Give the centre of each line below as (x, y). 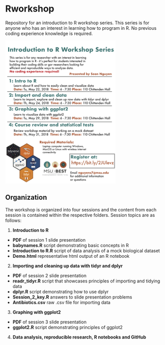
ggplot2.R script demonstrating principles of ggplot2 (67, 327)
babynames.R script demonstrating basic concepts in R (71, 245)
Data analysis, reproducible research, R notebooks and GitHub (79, 337)
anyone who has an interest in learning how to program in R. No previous (81, 28)
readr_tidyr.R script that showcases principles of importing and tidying (86, 281)
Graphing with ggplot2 (37, 312)
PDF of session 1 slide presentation (49, 240)
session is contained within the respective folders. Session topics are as (80, 215)
